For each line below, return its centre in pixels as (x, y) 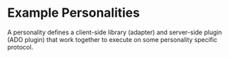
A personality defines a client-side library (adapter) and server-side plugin (115, 32)
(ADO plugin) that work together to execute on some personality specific (112, 39)
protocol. (20, 47)
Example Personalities (74, 13)
